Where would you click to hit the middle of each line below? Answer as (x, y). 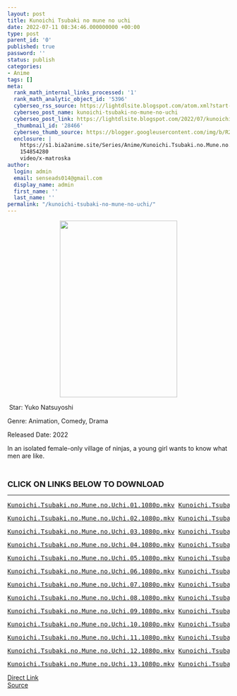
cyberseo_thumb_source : (48, 132)
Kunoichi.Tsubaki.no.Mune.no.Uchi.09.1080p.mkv (91, 611)
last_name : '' (34, 198)
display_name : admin (44, 184)
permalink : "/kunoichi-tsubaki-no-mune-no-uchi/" (82, 205)
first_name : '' (36, 191)
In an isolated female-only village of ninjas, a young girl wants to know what (117, 448)
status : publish (31, 60)
